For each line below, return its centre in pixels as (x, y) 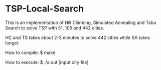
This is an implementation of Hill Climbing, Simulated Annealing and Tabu (81, 22)
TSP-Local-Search (45, 9)
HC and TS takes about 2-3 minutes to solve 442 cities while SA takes (78, 37)
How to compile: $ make (30, 52)
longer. (13, 42)
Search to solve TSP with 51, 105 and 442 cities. (55, 27)
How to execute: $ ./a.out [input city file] (47, 62)
